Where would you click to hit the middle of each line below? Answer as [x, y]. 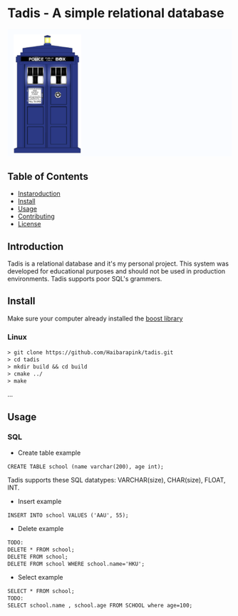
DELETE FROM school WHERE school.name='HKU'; [76, 564]
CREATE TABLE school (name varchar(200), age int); [86, 466]
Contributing [36, 216]
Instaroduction [39, 193]
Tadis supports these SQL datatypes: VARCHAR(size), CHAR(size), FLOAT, [117, 480]
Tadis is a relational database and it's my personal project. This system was [118, 264]
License [29, 224]
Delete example [41, 528]
